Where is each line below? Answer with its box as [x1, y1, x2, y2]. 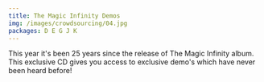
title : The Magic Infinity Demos [8, 11, 121, 20]
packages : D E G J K [8, 27, 78, 35]
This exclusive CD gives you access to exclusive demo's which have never [8, 57, 256, 67]
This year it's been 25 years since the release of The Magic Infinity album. [8, 49, 254, 59]
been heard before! [8, 66, 72, 76]
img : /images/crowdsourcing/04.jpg [8, 19, 128, 27]
